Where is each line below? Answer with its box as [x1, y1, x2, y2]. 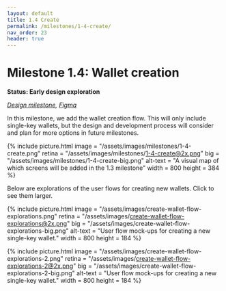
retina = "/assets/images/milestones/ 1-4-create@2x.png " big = [42, 149, 220, 157]
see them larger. [7, 192, 53, 200]
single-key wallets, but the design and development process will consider [7, 121, 214, 130]
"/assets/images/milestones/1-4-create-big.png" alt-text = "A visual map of [7, 157, 220, 165]
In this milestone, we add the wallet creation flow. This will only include [7, 114, 206, 123]
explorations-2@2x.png [7, 262, 74, 270]
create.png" [7, 149, 41, 157]
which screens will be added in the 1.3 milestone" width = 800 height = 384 [7, 164, 220, 172]
